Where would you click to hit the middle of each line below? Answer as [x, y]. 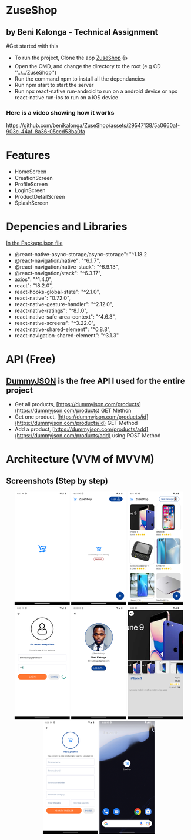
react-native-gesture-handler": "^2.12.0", [64, 304]
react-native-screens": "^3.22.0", [55, 323]
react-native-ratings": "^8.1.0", [51, 311]
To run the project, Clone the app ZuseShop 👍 [71, 58]
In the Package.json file [34, 243]
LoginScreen [30, 190]
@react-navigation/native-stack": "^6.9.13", [67, 267]
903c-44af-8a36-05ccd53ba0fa [46, 132]
